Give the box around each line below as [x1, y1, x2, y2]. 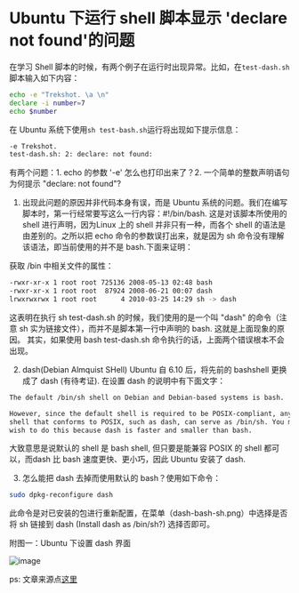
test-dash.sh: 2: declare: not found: [9, 150, 153, 159]
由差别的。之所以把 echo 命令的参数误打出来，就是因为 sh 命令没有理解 [21, 230, 285, 241]
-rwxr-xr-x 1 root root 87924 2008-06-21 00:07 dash [9, 286, 214, 296]
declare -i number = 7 [9, 99, 86, 108]
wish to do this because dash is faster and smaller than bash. [9, 426, 253, 435]
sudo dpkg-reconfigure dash [9, 491, 114, 500]
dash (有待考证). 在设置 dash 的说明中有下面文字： [39, 375, 225, 386]
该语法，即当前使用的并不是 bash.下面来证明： [21, 242, 194, 252]
